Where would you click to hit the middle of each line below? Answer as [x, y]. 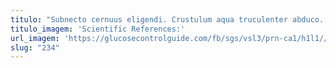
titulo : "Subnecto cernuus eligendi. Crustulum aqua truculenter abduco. [167, 19]
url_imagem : [35, 38]
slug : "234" [35, 47]
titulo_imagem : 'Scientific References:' [98, 29]
